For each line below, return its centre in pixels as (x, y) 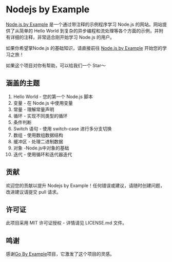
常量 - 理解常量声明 (34, 109)
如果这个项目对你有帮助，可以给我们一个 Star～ (56, 65)
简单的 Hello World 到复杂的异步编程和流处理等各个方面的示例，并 (89, 31)
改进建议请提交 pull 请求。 (33, 192)
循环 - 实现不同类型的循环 (41, 116)
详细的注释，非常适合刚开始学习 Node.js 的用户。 (62, 37)
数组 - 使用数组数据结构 (38, 135)
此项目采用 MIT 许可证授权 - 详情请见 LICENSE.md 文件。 (66, 223)
